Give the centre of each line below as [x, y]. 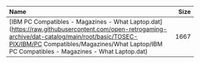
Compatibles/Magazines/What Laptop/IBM [103, 44]
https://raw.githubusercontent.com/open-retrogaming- [89, 29]
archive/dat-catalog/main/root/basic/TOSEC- [74, 37]
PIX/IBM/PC [26, 44]
